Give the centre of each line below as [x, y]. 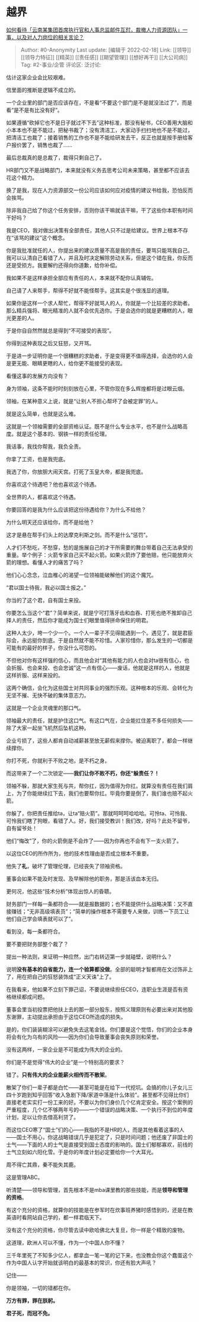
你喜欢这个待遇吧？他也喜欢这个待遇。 [53, 484]
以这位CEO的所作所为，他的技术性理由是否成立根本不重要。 [79, 853]
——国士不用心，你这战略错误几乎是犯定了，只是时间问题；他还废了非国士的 [99, 1137]
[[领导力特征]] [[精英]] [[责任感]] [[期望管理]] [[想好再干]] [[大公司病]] [104, 57]
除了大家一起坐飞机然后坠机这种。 [48, 728]
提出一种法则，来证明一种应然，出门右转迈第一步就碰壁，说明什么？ [89, 957]
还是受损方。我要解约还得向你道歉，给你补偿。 [63, 265]
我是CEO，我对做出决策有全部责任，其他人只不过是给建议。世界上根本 [92, 230]
